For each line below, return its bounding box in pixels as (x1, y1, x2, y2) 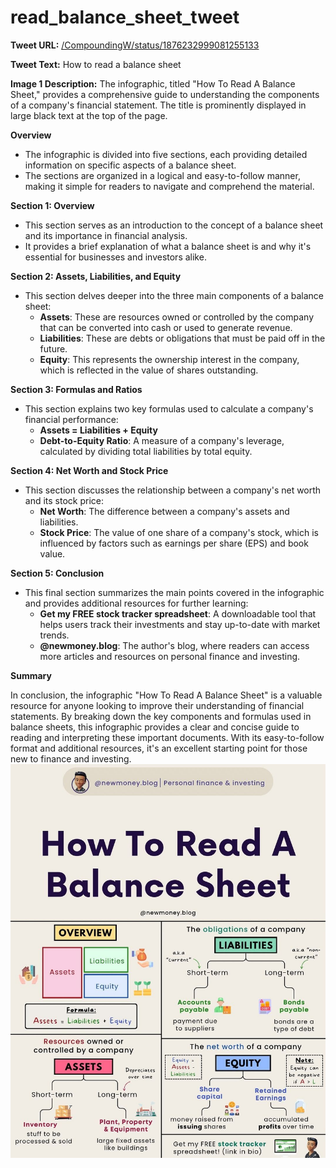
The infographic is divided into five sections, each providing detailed (24, 148, 308, 160)
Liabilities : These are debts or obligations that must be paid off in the (39, 332, 326, 344)
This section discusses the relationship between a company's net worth (24, 484, 322, 496)
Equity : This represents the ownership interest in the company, (39, 353, 300, 365)
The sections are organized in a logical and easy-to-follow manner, (24, 169, 301, 181)
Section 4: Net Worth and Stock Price (10, 464, 169, 476)
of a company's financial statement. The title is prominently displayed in (10, 99, 307, 111)
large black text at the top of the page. (10, 109, 168, 121)
